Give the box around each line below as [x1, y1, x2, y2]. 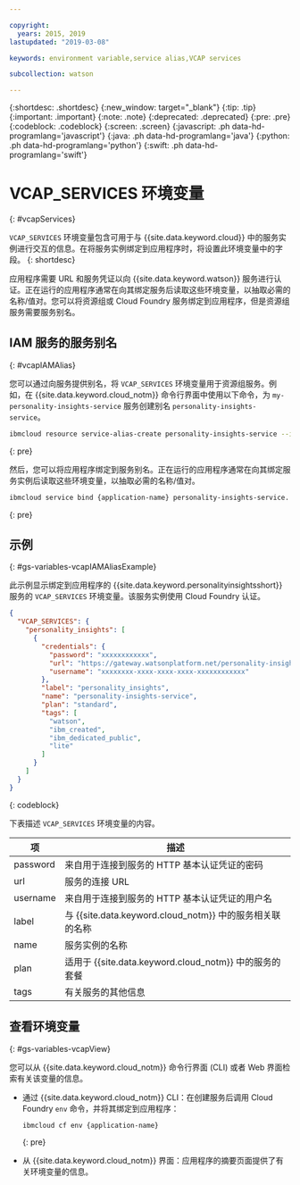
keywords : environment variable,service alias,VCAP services [9, 54, 242, 63]
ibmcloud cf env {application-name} [21, 1121, 159, 1130]
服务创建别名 [123, 400, 171, 411]
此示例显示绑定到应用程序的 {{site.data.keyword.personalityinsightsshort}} [9, 580, 283, 590]
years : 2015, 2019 [17, 29, 87, 38]
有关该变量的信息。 [16, 1072, 87, 1083]
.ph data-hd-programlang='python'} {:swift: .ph [9, 140, 184, 151]
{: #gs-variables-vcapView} [9, 1043, 112, 1054]
